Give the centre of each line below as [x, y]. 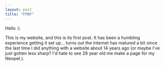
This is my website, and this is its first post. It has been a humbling [73, 38]
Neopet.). [15, 58]
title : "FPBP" [20, 14]
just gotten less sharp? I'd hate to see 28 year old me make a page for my [80, 53]
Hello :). [13, 28]
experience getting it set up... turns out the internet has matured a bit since [81, 43]
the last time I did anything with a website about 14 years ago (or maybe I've [82, 48]
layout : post [19, 10]
